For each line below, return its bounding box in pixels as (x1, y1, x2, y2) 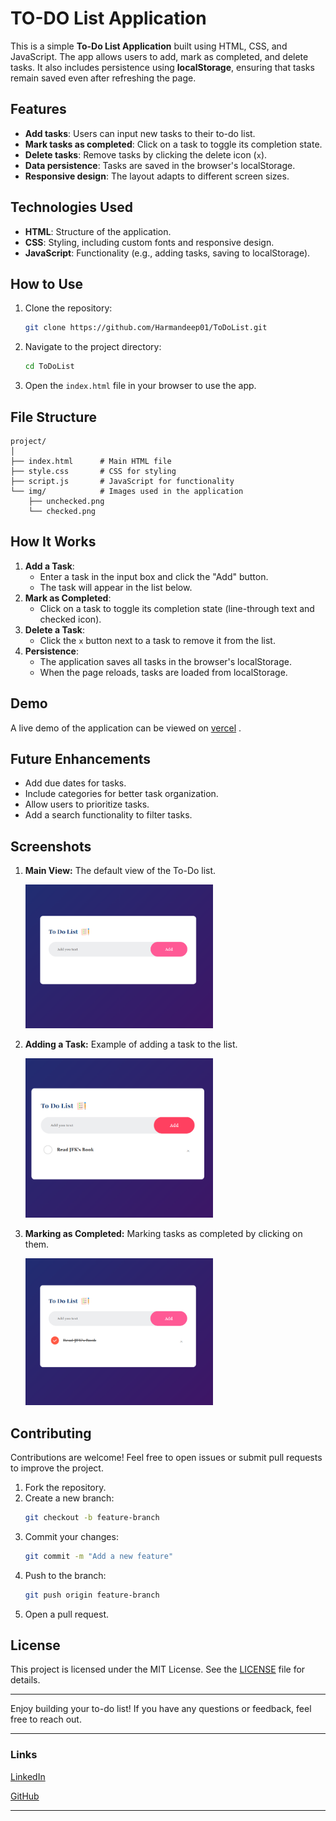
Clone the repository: (24, 302, 113, 314)
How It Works (10, 533, 97, 551)
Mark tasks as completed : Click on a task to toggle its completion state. (24, 138, 323, 150)
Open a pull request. (24, 1608, 110, 1620)
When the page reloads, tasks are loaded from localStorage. (39, 666, 288, 678)
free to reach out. (10, 1713, 82, 1726)
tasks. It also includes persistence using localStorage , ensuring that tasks (10, 61, 315, 73)
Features (10, 101, 67, 118)
